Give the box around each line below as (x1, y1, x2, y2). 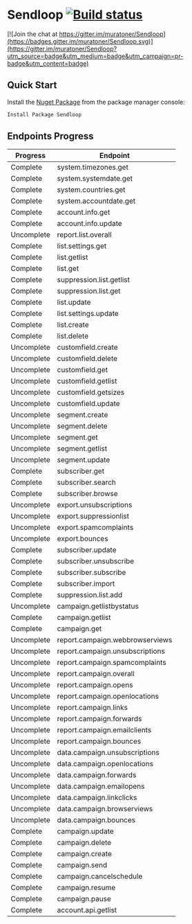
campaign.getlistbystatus (57, 601, 140, 611)
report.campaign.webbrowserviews (57, 635, 173, 645)
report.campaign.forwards (57, 714, 142, 724)
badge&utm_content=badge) (7, 59, 89, 67)
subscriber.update (57, 545, 117, 555)
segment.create (57, 410, 108, 420)
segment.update (57, 455, 111, 465)
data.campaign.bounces (57, 815, 136, 825)
